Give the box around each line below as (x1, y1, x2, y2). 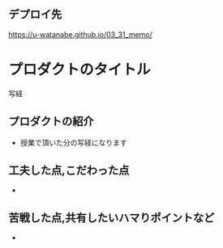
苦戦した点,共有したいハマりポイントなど (8, 211, 215, 225)
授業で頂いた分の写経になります (19, 137, 127, 147)
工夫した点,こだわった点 (8, 163, 130, 177)
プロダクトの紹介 (8, 115, 94, 128)
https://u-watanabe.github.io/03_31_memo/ (8, 29, 152, 39)
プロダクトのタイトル (8, 61, 152, 78)
